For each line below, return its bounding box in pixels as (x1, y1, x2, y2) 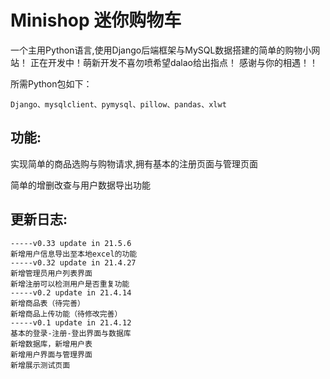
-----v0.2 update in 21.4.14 (10, 287, 132, 298)
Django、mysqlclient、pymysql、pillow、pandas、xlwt (10, 99, 227, 110)
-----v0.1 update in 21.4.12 (10, 317, 132, 328)
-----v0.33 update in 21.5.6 (10, 238, 132, 248)
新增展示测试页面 (10, 360, 71, 370)
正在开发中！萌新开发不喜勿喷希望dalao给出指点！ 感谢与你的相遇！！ (29, 56, 318, 68)
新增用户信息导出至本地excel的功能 (10, 249, 138, 259)
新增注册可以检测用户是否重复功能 (10, 279, 130, 289)
